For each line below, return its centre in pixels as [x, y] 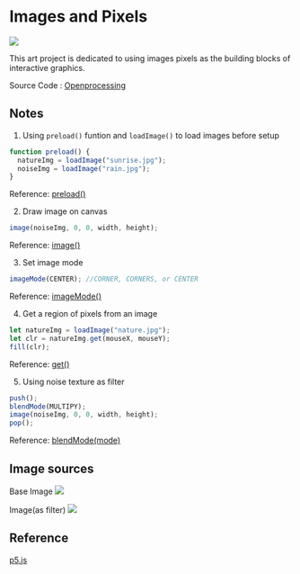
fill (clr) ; [30, 347]
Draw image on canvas [65, 211]
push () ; [24, 398]
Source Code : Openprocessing [67, 85]
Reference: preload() [48, 194]
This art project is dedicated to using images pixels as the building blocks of [150, 58]
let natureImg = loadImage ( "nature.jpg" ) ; [90, 330]
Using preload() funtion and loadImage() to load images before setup [151, 135]
